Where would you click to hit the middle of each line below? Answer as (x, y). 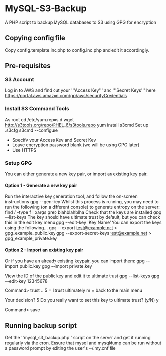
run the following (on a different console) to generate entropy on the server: (83, 207)
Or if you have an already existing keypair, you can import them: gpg (75, 261)
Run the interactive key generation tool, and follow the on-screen (71, 196)
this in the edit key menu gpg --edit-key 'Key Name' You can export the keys (83, 223)
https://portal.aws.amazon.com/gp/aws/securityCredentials (66, 96)
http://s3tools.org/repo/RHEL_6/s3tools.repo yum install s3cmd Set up (77, 125)
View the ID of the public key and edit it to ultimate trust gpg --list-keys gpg (82, 276)
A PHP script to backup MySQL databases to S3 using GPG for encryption (81, 22)
